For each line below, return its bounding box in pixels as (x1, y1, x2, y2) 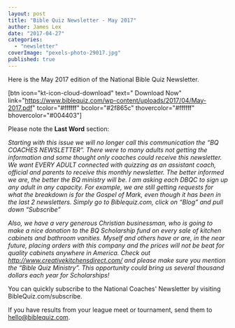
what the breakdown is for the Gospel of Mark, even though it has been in (8, 190, 221, 198)
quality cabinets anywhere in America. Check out (8, 248, 151, 257)
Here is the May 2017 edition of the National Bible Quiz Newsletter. (8, 75, 199, 83)
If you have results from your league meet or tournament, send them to (8, 306, 213, 314)
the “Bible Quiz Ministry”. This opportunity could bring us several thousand (8, 264, 225, 272)
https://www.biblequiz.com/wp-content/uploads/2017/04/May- (24, 96, 207, 104)
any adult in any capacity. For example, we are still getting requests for (8, 183, 214, 191)
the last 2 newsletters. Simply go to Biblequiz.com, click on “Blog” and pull (8, 198, 223, 206)
